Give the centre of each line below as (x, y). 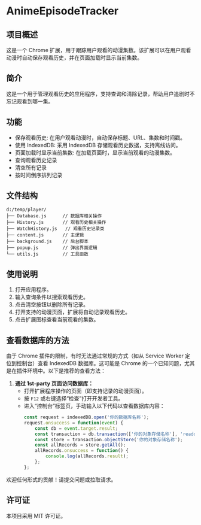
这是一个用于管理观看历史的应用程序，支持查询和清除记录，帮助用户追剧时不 (100, 93)
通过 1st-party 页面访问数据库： (54, 384)
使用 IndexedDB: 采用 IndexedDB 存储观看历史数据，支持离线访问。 (98, 145)
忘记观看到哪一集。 (30, 101)
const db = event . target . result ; (77, 428)
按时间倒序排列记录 (39, 175)
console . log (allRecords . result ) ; (87, 456)
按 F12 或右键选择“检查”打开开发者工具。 (74, 399)
